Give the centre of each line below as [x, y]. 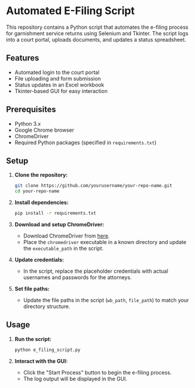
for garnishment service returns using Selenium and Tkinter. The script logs [97, 33]
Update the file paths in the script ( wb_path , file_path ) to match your [106, 300]
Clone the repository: [41, 175]
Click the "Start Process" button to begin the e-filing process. [97, 372]
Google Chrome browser [44, 130]
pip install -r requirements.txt [55, 213]
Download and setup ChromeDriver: [59, 224]
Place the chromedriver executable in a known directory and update [105, 242]
